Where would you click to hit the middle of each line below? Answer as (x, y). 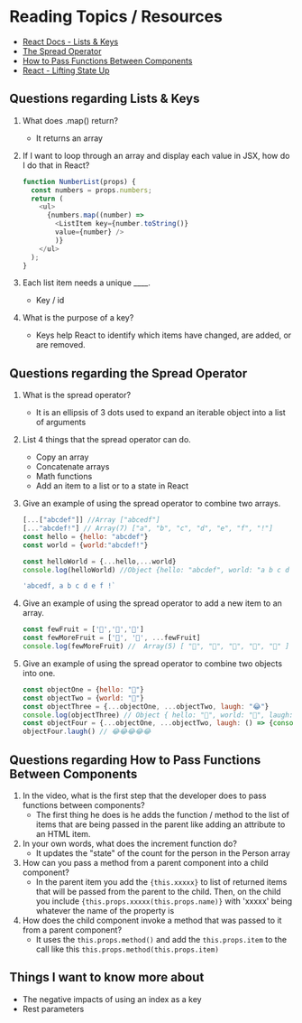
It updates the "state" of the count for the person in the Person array (163, 853)
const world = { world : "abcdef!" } (85, 545)
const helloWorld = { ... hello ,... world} (99, 562)
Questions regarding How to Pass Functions (135, 760)
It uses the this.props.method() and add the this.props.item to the (161, 939)
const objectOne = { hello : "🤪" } (83, 689)
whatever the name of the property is (105, 911)
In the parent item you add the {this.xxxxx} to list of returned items (161, 882)
